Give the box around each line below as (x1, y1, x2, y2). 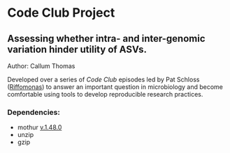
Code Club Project (7, 5, 115, 21)
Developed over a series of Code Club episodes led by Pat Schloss (7, 75, 200, 83)
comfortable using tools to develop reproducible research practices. (7, 90, 203, 98)
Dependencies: (7, 107, 61, 117)
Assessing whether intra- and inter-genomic (7, 33, 206, 45)
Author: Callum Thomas (7, 62, 76, 70)
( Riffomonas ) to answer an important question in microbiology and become (7, 83, 224, 91)
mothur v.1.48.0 (17, 123, 62, 131)
